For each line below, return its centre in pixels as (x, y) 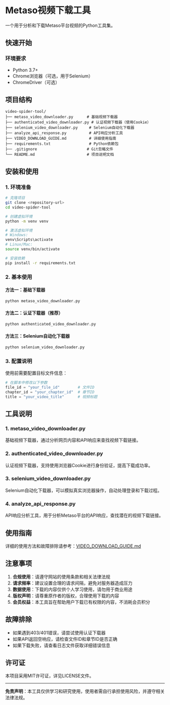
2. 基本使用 (19, 277)
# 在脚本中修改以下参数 (27, 383)
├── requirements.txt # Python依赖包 (62, 144)
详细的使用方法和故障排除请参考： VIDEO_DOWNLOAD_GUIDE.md (73, 546)
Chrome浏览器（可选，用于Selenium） (53, 76)
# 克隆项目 (15, 198)
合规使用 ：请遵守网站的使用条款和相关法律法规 (61, 576)
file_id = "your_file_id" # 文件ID (50, 387)
